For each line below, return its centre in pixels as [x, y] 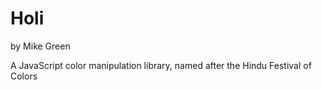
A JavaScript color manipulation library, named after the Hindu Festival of [161, 65]
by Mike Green [40, 46]
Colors [24, 76]
